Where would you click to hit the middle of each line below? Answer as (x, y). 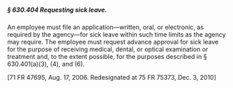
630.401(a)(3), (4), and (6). (46, 64)
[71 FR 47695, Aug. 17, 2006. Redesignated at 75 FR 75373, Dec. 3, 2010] (112, 77)
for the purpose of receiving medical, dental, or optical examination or (108, 49)
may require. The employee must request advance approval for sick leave (113, 42)
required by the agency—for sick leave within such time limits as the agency (116, 34)
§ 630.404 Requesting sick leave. (57, 10)
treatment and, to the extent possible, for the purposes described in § (107, 56)
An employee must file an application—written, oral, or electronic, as (106, 27)
